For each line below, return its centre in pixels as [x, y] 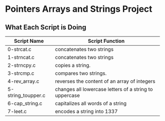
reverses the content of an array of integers [105, 81]
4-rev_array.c [24, 81]
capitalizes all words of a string [91, 103]
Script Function [106, 41]
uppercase [67, 95]
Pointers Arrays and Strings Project [79, 9]
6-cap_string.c [25, 103]
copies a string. [73, 65]
